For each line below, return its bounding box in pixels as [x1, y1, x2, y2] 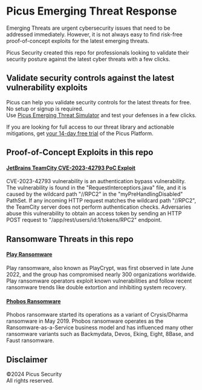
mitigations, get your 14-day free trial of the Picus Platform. [6, 129, 154, 137]
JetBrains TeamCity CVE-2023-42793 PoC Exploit [6, 164, 136, 171]
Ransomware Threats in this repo [6, 234, 134, 244]
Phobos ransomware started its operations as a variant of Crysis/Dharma [6, 311, 188, 318]
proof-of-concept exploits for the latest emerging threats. [6, 37, 149, 44]
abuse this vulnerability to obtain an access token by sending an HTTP [6, 210, 182, 217]
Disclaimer [6, 354, 48, 365]
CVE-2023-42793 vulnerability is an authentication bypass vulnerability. [6, 178, 186, 185]
